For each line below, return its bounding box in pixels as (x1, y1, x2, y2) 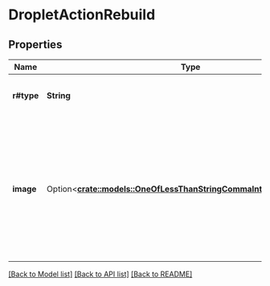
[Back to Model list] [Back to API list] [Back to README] (8, 269, 193, 279)
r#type (12, 90, 39, 101)
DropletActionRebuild (8, 6, 156, 24)
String (47, 90, 71, 101)
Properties (8, 38, 63, 51)
